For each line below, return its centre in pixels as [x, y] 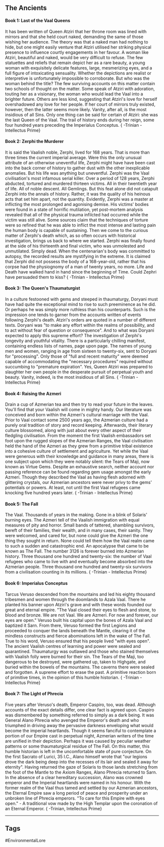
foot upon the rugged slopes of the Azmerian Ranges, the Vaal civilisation [79, 441]
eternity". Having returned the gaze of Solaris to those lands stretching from [81, 767]
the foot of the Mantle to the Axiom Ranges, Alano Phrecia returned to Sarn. [81, 772]
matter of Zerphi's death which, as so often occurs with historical [71, 235]
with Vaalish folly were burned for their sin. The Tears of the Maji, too [74, 656]
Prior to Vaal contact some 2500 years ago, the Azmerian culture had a [76, 420]
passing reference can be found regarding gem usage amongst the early [78, 472]
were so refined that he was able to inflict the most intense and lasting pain [81, 225]
